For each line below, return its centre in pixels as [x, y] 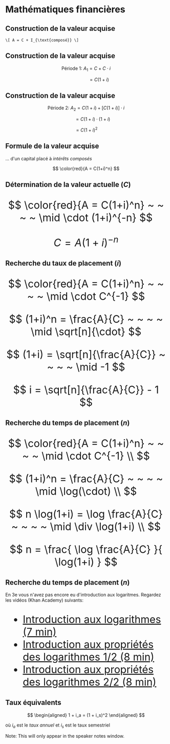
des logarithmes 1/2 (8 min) [89, 657]
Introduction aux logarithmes [92, 620]
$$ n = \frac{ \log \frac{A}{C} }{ [86, 549]
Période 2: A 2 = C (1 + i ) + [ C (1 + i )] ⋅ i [86, 109]
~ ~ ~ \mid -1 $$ [86, 367]
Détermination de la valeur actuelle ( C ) [68, 185]
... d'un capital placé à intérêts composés [49, 158]
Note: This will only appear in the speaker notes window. [65, 736]
